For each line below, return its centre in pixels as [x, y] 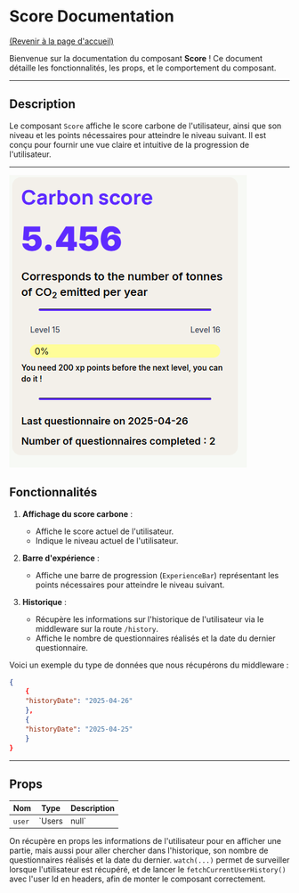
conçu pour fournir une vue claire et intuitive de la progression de [129, 144]
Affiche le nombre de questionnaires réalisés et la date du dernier [155, 638]
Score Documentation [92, 16]
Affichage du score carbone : [77, 513]
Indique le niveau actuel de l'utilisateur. [107, 540]
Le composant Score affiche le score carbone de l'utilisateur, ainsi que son [145, 126]
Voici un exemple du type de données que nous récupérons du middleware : [149, 665]
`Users [51, 821]
